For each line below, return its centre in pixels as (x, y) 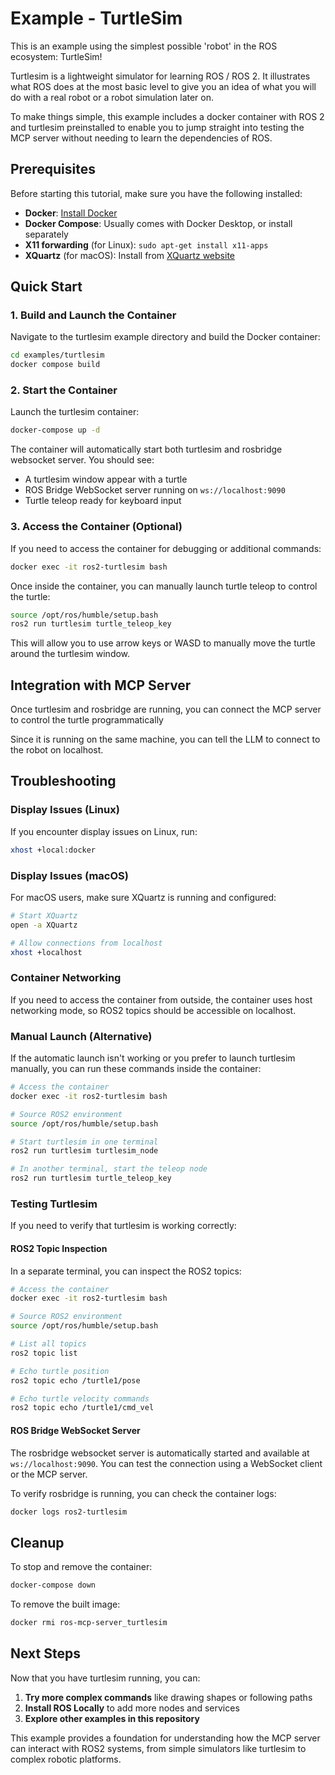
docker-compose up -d (55, 430)
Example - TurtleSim (96, 18)
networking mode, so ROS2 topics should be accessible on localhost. (153, 1010)
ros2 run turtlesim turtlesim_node (84, 1151)
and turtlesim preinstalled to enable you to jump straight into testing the (157, 127)
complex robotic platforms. (66, 1759)
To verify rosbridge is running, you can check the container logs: (143, 1493)
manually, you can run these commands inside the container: (136, 1069)
